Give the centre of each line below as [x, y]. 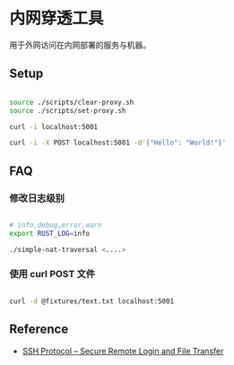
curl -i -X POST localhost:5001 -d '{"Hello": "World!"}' [118, 143]
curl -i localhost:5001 [54, 126]
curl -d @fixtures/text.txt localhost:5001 [92, 301]
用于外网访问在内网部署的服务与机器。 [80, 45]
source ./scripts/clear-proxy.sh [72, 102]
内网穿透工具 [57, 18]
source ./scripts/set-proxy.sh [68, 110]
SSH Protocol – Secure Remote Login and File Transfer [123, 351]
